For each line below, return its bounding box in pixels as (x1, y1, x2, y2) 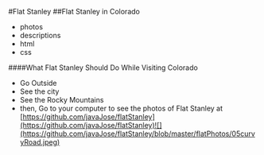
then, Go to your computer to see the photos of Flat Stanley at (19, 103, 223, 113)
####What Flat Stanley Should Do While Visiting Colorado (8, 63, 199, 72)
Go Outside (19, 79, 57, 87)
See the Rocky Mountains (19, 95, 104, 104)
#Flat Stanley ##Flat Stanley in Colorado (8, 7, 141, 16)
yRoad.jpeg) (19, 138, 60, 146)
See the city (19, 87, 60, 96)
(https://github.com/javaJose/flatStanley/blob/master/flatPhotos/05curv (19, 129, 256, 138)
